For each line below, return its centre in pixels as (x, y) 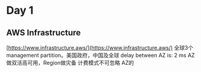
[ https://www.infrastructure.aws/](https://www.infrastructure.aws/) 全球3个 (100, 48)
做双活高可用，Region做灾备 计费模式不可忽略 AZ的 (70, 63)
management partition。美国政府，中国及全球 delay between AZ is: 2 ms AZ (101, 55)
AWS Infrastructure (44, 33)
